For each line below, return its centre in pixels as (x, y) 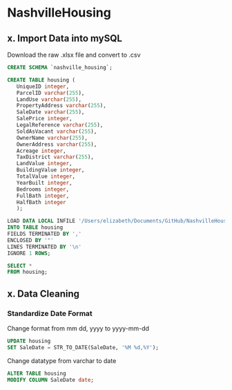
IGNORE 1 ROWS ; (29, 253)
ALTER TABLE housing (37, 373)
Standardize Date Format (50, 313)
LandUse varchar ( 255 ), (49, 99)
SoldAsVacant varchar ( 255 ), (57, 131)
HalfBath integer (41, 202)
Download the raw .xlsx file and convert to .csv (74, 55)
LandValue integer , (44, 164)
